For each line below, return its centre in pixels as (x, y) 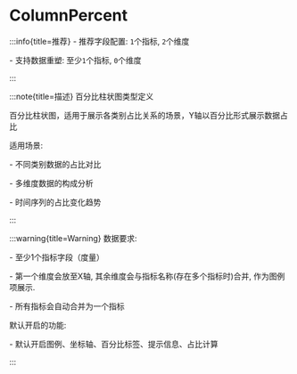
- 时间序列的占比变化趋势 (55, 202)
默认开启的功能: (38, 325)
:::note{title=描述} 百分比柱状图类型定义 (82, 96)
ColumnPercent (69, 16)
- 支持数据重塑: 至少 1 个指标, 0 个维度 (75, 60)
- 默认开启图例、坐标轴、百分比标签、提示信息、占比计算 (114, 344)
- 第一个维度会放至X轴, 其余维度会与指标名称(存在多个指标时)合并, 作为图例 (147, 276)
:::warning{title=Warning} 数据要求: (73, 238)
